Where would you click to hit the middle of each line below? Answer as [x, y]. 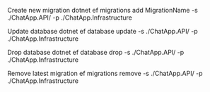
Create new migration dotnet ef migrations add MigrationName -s [103, 10]
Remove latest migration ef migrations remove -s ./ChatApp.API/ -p [105, 73]
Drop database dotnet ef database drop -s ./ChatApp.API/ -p [96, 52]
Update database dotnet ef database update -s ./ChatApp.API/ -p [103, 31]
